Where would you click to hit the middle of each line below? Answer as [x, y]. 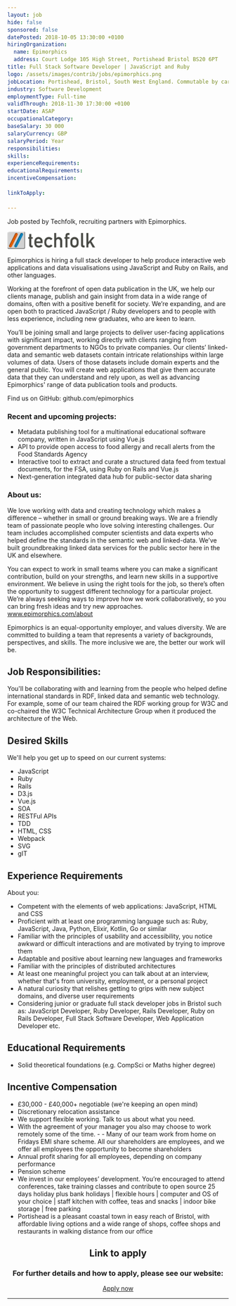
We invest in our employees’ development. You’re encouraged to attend [121, 1179]
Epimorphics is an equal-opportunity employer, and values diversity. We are [117, 627]
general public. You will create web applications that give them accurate [111, 369]
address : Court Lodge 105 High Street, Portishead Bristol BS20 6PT [116, 60]
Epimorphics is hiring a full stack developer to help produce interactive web [117, 260]
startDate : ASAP [31, 112]
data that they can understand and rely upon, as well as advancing [104, 377]
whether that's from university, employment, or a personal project [112, 981]
